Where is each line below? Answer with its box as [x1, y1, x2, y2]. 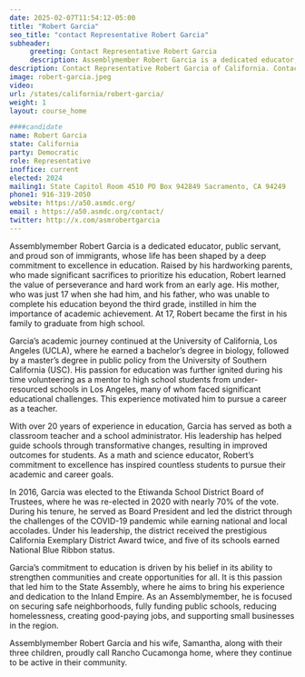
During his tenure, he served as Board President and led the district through [9, 505, 293, 516]
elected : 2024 [9, 174, 64, 183]
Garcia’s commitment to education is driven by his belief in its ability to [9, 562, 273, 572]
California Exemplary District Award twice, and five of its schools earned [9, 534, 280, 545]
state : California [9, 140, 79, 149]
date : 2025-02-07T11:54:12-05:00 [9, 13, 136, 23]
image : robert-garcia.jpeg [9, 73, 112, 82]
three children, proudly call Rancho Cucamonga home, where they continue [9, 647, 292, 658]
